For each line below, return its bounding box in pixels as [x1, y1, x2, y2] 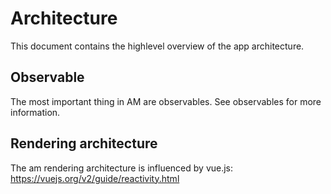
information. [10, 106, 61, 118]
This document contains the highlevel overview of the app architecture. [10, 40, 305, 52]
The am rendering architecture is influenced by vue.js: [10, 162, 234, 174]
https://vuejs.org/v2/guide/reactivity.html [10, 172, 180, 184]
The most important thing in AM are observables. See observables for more [10, 95, 322, 107]
